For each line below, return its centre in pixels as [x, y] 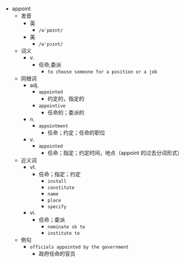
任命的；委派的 [66, 112]
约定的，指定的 [66, 99]
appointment [53, 126]
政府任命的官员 [57, 254]
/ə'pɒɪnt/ [51, 30]
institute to [64, 233]
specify [57, 207]
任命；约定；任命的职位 [76, 133]
